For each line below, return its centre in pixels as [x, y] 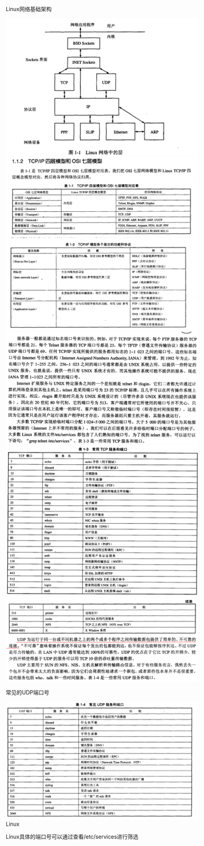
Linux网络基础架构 [29, 9]
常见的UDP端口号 [28, 692]
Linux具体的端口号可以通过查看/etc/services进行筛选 [72, 837]
